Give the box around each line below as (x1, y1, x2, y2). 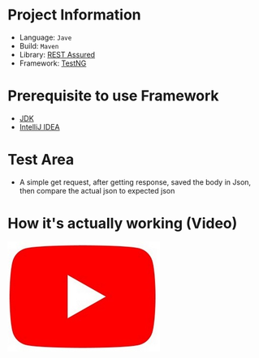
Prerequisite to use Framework (7, 87, 220, 105)
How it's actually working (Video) (7, 215, 238, 232)
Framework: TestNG (19, 58, 87, 68)
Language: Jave (19, 32, 72, 42)
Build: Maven (19, 40, 59, 50)
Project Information (7, 6, 141, 24)
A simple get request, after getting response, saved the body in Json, (19, 177, 252, 187)
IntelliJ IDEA (19, 121, 60, 131)
